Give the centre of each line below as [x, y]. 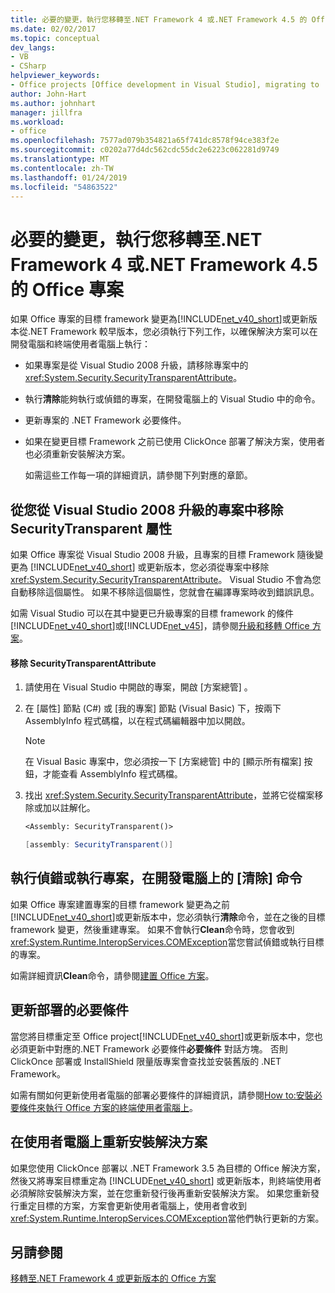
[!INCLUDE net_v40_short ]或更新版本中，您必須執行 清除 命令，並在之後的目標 [168, 917]
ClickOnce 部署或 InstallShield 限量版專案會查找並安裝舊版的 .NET [146, 1061]
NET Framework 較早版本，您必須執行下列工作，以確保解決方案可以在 [174, 332]
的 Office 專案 [67, 289]
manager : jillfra [46, 112]
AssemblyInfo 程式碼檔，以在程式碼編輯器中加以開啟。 [137, 721]
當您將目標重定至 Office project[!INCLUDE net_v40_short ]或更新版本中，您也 [166, 1036]
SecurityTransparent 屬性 [91, 528]
